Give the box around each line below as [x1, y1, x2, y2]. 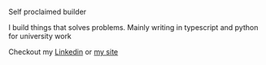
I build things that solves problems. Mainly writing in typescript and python [8, 23, 259, 32]
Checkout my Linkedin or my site [8, 47, 119, 56]
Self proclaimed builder [8, 7, 87, 16]
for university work [8, 32, 72, 41]
